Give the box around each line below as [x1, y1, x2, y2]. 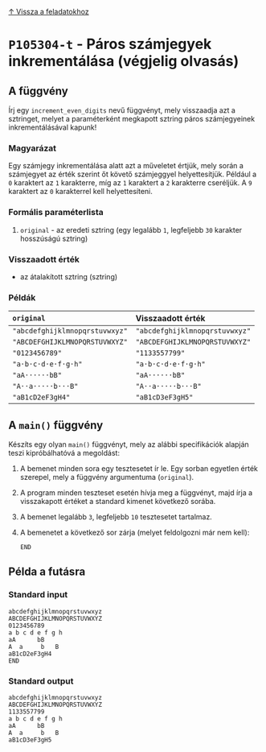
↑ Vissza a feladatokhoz [8, 7, 90, 16]
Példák [8, 291, 36, 303]
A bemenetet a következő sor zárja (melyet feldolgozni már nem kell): [19, 527, 250, 537]
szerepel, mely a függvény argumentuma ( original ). [19, 473, 194, 481]
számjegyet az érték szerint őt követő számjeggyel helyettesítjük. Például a [8, 169, 257, 180]
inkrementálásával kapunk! [8, 122, 97, 132]
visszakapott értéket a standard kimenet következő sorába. [19, 497, 216, 506]
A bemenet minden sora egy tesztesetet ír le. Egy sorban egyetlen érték [19, 464, 259, 473]
